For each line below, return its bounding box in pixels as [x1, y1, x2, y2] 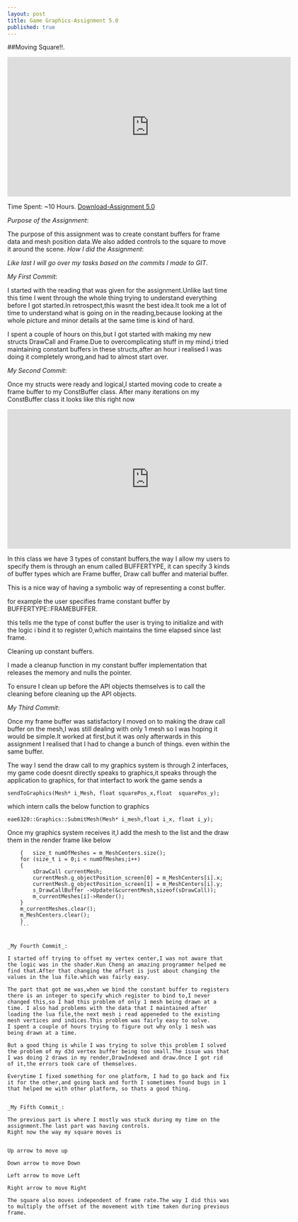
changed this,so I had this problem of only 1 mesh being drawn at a [7, 999, 217, 1006]
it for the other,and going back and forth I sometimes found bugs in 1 [7, 1079, 227, 1087]
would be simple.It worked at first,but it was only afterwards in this [7, 732, 202, 741]
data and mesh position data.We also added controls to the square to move [7, 237, 227, 246]
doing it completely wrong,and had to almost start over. [7, 352, 168, 361]
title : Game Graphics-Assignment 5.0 [7, 17, 119, 24]
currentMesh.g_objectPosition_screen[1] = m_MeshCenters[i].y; [33, 880, 223, 888]
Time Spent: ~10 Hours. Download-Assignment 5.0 [7, 203, 156, 211]
